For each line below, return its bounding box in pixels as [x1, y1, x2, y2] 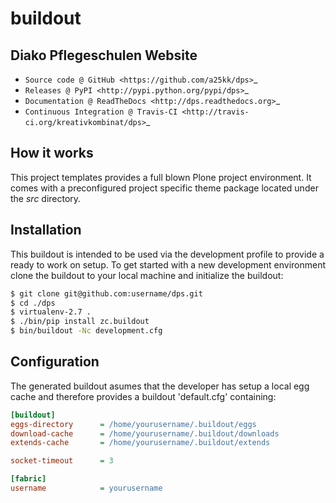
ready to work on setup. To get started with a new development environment [10, 258, 327, 271]
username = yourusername [10, 483, 163, 494]
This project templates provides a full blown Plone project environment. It [10, 171, 312, 183]
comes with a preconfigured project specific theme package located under [10, 182, 319, 194]
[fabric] [10, 474, 47, 484]
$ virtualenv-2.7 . [10, 307, 92, 317]
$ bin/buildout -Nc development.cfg [10, 326, 163, 336]
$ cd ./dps [10, 298, 56, 308]
